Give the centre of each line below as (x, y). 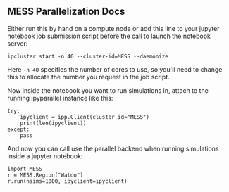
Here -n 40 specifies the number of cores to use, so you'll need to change (115, 69)
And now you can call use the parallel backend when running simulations (113, 148)
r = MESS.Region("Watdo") (45, 175)
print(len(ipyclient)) (53, 123)
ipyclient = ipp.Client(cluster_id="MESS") (85, 117)
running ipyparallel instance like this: (60, 98)
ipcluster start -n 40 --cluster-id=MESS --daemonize (88, 56)
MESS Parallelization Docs (66, 12)
